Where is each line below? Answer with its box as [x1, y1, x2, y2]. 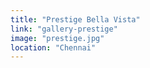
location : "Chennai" [10, 42, 97, 53]
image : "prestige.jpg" [10, 33, 105, 43]
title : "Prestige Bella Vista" [10, 14, 141, 25]
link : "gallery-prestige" [10, 24, 118, 34]
